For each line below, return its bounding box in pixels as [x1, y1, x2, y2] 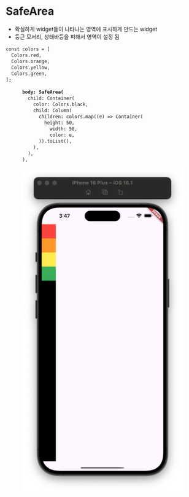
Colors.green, [11, 71, 47, 77]
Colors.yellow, [11, 64, 50, 71]
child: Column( [33, 107, 72, 114]
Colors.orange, [11, 58, 50, 64]
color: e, [49, 132, 75, 138]
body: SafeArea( [21, 89, 64, 95]
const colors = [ [6, 46, 50, 52]
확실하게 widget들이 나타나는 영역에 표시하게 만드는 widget [14, 25, 158, 33]
